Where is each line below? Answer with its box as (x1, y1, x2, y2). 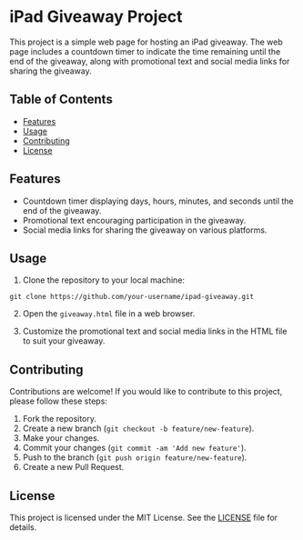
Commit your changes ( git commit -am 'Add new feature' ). (22, 443, 247, 454)
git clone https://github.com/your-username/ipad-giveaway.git (9, 293, 255, 302)
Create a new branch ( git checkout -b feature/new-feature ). (22, 423, 255, 434)
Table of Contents (9, 92, 114, 107)
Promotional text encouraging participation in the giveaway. (22, 215, 247, 225)
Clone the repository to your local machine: (22, 275, 185, 285)
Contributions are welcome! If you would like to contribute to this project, (9, 386, 283, 397)
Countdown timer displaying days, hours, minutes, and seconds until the (22, 195, 294, 206)
